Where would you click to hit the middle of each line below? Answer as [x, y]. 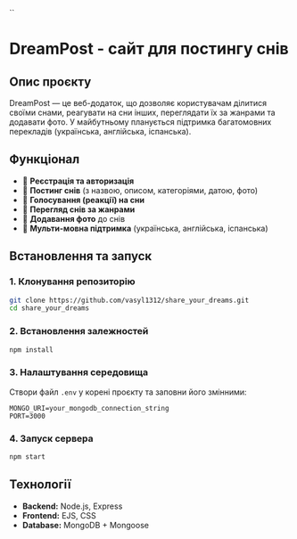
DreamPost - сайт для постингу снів [149, 49]
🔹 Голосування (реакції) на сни [83, 200]
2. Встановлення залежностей [79, 331]
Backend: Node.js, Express [72, 506]
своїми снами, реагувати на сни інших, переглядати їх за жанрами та [142, 112]
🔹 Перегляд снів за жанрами [78, 209]
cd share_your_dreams [49, 308]
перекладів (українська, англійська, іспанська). [100, 131]
